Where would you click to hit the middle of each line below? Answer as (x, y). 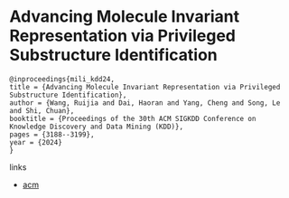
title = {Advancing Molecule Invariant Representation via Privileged (145, 87)
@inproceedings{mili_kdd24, (62, 79)
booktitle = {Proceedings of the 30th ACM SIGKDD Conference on (133, 118)
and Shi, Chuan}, (42, 110)
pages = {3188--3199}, (52, 134)
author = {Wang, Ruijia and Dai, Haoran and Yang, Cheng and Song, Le (145, 103)
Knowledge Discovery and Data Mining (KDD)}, (96, 127)
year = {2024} (36, 142)
